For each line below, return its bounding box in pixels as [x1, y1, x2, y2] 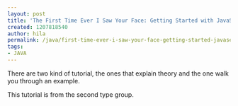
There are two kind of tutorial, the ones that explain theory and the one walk [7, 69, 229, 78]
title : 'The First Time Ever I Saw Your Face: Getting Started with [7, 17, 214, 24]
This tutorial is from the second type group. [7, 90, 135, 99]
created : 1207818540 [7, 23, 69, 30]
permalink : [7, 37, 40, 44]
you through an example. [7, 76, 80, 85]
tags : [7, 43, 23, 50]
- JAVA [7, 50, 27, 57]
